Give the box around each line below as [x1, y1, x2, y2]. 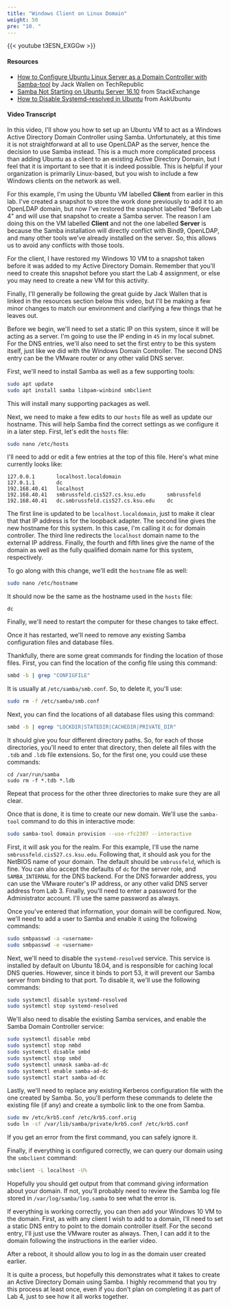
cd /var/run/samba [7, 771, 60, 778]
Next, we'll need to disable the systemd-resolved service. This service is [7, 954, 211, 962]
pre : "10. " [7, 23, 41, 30]
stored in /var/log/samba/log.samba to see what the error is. [7, 1194, 176, 1203]
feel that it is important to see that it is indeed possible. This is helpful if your [7, 162, 223, 170]
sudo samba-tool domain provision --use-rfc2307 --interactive [7, 830, 192, 837]
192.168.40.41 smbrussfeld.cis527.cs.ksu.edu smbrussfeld [7, 492, 201, 499]
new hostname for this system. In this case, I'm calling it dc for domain [7, 524, 206, 532]
